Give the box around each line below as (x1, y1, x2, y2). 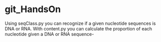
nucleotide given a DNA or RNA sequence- (5, 31, 94, 37)
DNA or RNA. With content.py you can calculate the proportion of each (5, 25, 152, 31)
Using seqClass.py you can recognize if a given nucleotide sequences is (5, 20, 156, 26)
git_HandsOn (5, 4, 61, 15)
